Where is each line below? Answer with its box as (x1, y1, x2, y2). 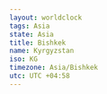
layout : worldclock (9, 13, 83, 22)
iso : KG (9, 55, 39, 64)
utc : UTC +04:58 (9, 72, 70, 81)
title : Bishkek (9, 38, 67, 47)
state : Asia (9, 30, 54, 38)
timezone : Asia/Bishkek (9, 64, 99, 73)
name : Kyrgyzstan (9, 47, 75, 56)
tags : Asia (9, 21, 50, 30)
